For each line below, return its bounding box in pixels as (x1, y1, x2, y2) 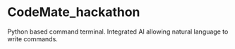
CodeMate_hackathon (7, 4, 140, 20)
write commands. (7, 34, 58, 43)
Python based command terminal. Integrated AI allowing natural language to (7, 27, 229, 36)
